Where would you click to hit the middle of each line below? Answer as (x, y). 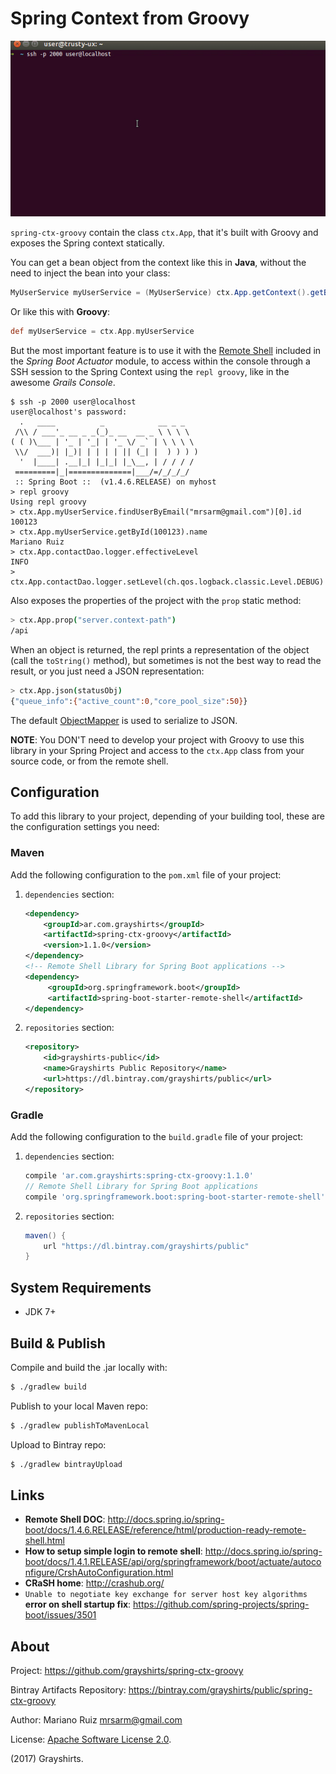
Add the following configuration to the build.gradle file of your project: (157, 1137)
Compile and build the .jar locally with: (89, 1367)
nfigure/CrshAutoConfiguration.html (99, 1573)
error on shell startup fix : (78, 1604)
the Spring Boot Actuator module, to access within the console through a (160, 361)
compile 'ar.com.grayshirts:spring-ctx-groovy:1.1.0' (139, 1176)
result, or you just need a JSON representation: (107, 671)
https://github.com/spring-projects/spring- (221, 1604)
